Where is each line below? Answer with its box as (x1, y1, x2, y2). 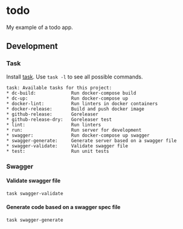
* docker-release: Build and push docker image (6, 106, 145, 112)
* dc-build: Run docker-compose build (6, 90, 136, 96)
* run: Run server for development (6, 127, 142, 133)
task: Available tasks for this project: (6, 85, 112, 91)
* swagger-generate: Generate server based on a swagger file (6, 137, 177, 144)
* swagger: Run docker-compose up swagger (6, 132, 150, 138)
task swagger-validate (6, 190, 63, 196)
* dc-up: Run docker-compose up (6, 95, 129, 102)
